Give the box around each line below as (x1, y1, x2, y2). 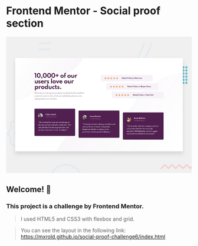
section (6, 17, 44, 30)
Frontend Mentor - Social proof (6, 4, 161, 18)
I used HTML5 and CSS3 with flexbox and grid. (20, 215, 135, 222)
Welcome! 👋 (6, 184, 51, 194)
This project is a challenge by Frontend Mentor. (6, 202, 144, 210)
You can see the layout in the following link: (20, 227, 126, 234)
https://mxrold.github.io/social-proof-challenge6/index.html (20, 233, 166, 240)
